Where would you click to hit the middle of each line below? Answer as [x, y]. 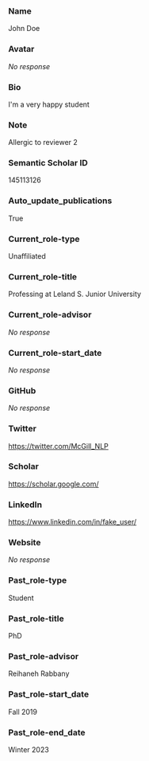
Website [25, 543]
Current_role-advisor [50, 314]
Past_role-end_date [47, 732]
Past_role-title [36, 619]
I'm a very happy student [49, 104]
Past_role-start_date [49, 694]
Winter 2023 [29, 749]
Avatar [21, 49]
